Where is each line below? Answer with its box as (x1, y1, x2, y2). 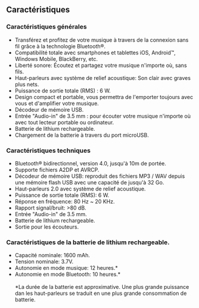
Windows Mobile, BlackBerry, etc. (14, 55, 98, 62)
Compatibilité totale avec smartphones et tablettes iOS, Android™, (14, 49, 176, 56)
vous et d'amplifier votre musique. (14, 100, 99, 107)
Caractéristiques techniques (6, 146, 91, 155)
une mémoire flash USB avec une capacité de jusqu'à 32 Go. (14, 178, 164, 186)
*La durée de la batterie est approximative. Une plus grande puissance (14, 284, 189, 291)
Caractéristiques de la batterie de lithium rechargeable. (6, 238, 170, 247)
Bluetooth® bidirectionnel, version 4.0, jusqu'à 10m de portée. (14, 159, 167, 167)
